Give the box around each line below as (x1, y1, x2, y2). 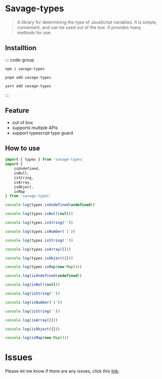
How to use (5, 144, 40, 152)
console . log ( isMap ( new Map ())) (5, 335, 69, 340)
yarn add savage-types (5, 83, 51, 88)
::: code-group (5, 57, 34, 63)
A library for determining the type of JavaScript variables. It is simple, (17, 19, 158, 25)
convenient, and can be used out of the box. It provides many (17, 24, 141, 30)
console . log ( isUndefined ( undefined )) (5, 273, 82, 278)
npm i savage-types (5, 66, 45, 71)
